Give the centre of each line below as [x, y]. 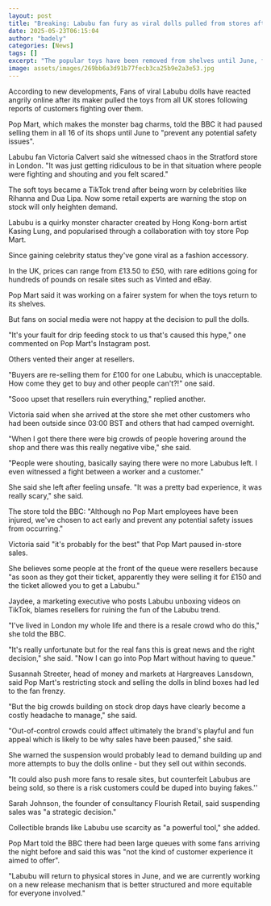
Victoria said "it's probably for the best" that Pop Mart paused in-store [125, 544]
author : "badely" [38, 38]
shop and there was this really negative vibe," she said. [100, 447]
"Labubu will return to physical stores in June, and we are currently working [134, 875]
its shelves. [27, 303]
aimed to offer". [34, 860]
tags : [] [23, 53]
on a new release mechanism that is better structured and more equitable [130, 884]
